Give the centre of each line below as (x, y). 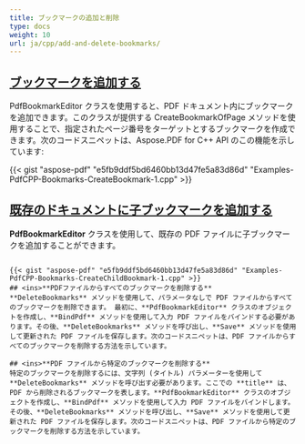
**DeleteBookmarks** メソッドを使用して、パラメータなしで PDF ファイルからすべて (151, 298)
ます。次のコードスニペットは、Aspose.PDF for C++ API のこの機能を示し (156, 140)
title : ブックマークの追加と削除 (65, 18)
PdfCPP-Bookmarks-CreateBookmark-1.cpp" (94, 179)
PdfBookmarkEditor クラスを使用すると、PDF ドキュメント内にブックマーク (152, 106)
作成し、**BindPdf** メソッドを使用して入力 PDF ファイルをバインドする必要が (155, 317)
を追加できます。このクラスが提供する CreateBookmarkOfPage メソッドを (149, 117)
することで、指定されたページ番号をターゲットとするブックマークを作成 (152, 129)
